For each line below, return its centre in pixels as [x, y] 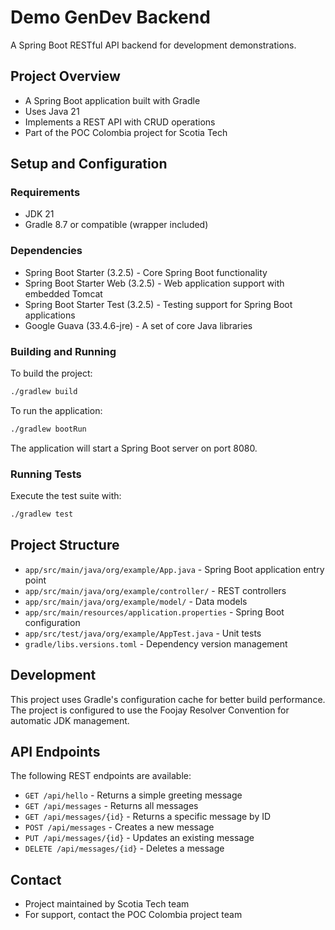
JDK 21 [39, 214]
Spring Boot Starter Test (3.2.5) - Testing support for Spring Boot [158, 304]
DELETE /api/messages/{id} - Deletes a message [124, 848]
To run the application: [56, 410]
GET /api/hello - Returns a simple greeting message [133, 795]
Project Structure [65, 545]
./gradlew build [44, 392]
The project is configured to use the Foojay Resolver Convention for [150, 710]
